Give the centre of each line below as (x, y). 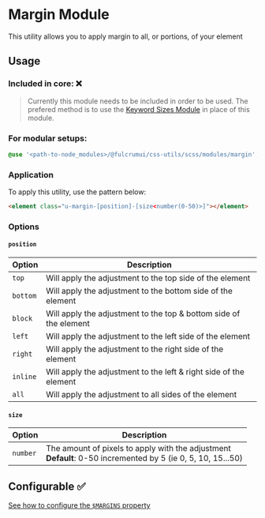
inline (24, 377)
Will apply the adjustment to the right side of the (135, 349)
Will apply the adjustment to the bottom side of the (139, 291)
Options (24, 227)
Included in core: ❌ (45, 84)
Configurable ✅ (47, 486)
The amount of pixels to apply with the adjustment (138, 449)
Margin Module (59, 15)
